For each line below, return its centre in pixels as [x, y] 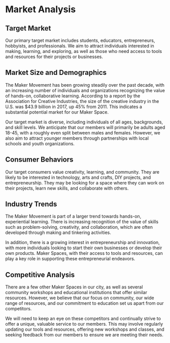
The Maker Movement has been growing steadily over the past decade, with [85, 85]
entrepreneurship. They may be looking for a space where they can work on [85, 182]
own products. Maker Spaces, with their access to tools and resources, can [84, 253]
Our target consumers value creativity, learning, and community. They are [82, 172]
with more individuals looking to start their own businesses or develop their [84, 248]
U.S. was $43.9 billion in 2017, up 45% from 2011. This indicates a [74, 107]
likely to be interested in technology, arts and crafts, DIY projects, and [78, 177]
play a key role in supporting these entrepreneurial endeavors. [70, 259]
